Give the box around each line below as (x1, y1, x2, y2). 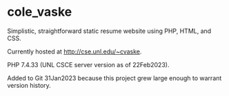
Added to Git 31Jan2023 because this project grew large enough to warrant (7, 73, 222, 82)
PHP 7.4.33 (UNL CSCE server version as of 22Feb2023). (7, 60, 170, 69)
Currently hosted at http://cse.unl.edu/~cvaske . (7, 47, 142, 56)
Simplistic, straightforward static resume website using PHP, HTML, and (7, 27, 212, 35)
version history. (7, 81, 52, 89)
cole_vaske (7, 4, 72, 20)
